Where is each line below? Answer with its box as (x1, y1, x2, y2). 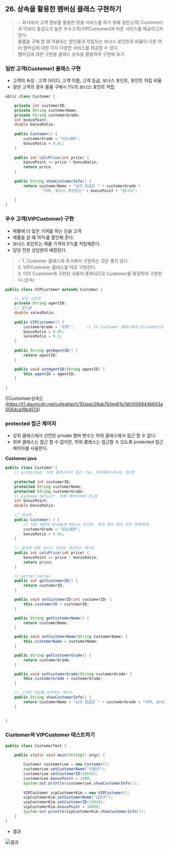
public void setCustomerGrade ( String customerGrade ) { (14, 671, 133, 677)
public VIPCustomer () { (14, 320, 65, 325)
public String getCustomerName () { (14, 615, 90, 621)
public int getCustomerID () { (14, 578, 78, 583)
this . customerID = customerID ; (23, 602, 90, 607)
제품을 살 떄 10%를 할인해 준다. (12, 234, 74, 240)
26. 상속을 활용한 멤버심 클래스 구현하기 (5, 5, 121, 14)
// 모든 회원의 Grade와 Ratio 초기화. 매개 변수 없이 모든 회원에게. (23, 522, 151, 527)
